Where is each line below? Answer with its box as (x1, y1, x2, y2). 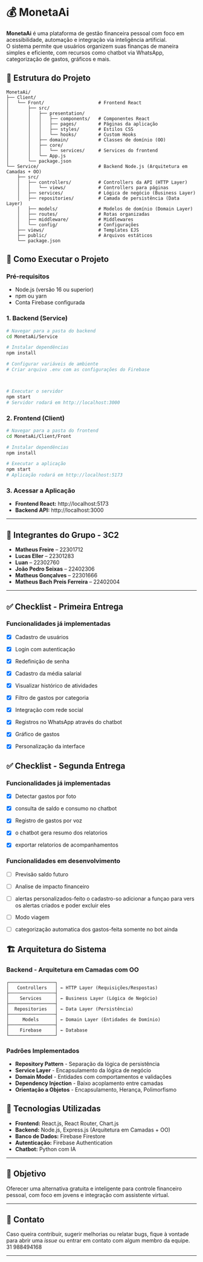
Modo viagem (14, 913, 50, 921)
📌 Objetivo (6, 1169, 47, 1179)
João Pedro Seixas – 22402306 (14, 565, 95, 572)
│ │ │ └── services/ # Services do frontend (6, 147, 158, 153)
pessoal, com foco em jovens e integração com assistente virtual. (6, 1191, 170, 1198)
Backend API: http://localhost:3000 (14, 506, 104, 514)
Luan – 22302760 (14, 559, 60, 566)
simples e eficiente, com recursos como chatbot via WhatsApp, (6, 49, 164, 56)
